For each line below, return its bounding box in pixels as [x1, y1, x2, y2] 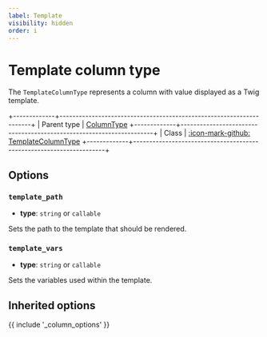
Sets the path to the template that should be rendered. [8, 224, 187, 233]
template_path [8, 192, 63, 201]
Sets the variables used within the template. [8, 276, 153, 285]
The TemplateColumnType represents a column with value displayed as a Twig [8, 87, 260, 97]
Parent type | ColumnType [41, 120, 128, 129]
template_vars [8, 244, 63, 252]
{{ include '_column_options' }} [8, 320, 110, 330]
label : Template [8, 11, 62, 20]
